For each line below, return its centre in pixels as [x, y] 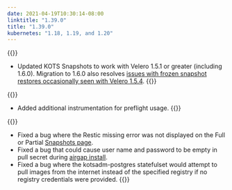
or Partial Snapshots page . [55, 143]
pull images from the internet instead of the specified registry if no [112, 172]
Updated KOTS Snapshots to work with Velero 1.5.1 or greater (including [119, 66]
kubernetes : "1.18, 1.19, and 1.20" [60, 33]
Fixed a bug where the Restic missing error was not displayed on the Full [121, 135]
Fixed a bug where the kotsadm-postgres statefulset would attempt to [117, 165]
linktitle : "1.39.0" [37, 20]
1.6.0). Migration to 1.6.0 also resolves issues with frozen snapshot [112, 74]
